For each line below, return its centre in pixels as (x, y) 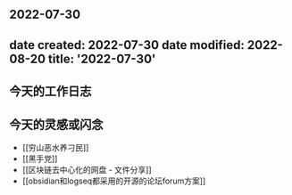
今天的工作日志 (50, 91)
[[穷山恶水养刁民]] (55, 147)
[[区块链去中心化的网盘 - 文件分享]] (87, 169)
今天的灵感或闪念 (56, 124)
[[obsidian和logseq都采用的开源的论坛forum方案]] (114, 181)
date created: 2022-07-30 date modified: (127, 45)
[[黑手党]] (40, 158)
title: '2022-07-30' (102, 58)
